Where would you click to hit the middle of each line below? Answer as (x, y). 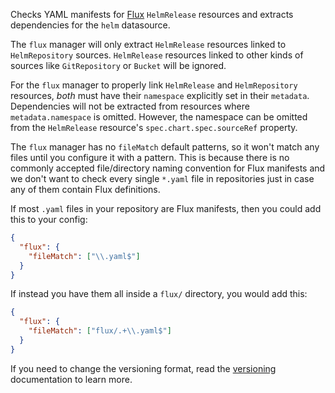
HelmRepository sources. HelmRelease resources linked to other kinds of (157, 55)
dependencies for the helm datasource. (90, 25)
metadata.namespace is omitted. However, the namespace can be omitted (159, 117)
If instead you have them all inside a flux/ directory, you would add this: (159, 294)
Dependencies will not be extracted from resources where (130, 106)
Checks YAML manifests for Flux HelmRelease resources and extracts (152, 14)
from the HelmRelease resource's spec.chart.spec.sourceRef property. (154, 127)
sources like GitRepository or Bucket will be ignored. (118, 65)
